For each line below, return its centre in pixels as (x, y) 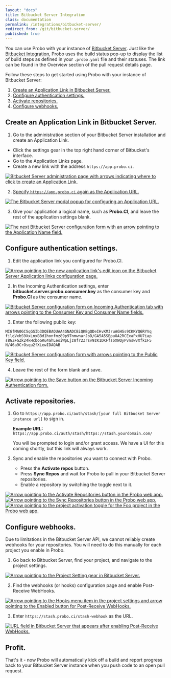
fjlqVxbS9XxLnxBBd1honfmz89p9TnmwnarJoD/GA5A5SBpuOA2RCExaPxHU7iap (79, 336)
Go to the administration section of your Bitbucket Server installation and (89, 135)
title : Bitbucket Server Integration (45, 15)
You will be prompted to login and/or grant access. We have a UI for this (88, 443)
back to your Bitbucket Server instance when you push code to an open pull (85, 665)
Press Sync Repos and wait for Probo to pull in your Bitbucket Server (93, 474)
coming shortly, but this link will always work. (60, 449)
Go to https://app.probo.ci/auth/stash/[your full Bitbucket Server (87, 413)
